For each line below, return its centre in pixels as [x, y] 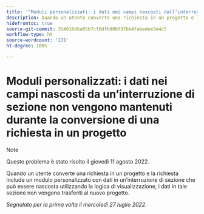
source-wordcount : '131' [38, 40]
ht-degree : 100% [27, 46]
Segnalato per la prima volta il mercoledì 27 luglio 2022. [76, 204]
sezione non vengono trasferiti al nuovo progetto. [68, 193]
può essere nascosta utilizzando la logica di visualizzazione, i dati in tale [97, 186]
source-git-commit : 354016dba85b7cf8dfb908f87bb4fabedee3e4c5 [87, 29]
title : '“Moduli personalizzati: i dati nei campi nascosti [84, 12]
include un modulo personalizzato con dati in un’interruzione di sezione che [101, 179]
